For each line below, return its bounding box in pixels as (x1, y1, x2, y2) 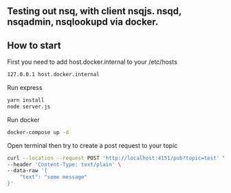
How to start (7, 39, 61, 51)
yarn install (7, 97, 45, 104)
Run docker (7, 115, 40, 124)
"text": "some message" (19, 174, 88, 181)
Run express (7, 84, 43, 92)
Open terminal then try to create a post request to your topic (7, 141, 178, 150)
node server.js (7, 103, 51, 110)
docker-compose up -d (7, 128, 69, 136)
